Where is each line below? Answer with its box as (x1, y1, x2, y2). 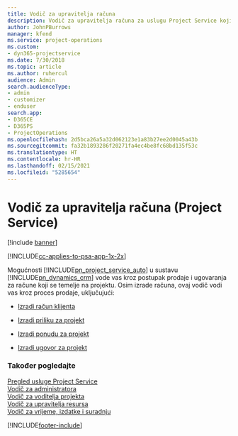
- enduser (7, 103, 37, 110)
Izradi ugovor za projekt (17, 343, 87, 351)
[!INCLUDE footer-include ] (7, 420, 83, 430)
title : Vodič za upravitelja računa (7, 10, 115, 18)
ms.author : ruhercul (7, 70, 69, 77)
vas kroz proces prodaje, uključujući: (7, 288, 115, 297)
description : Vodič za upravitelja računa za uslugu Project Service (7, 17, 217, 24)
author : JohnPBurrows (7, 23, 72, 31)
